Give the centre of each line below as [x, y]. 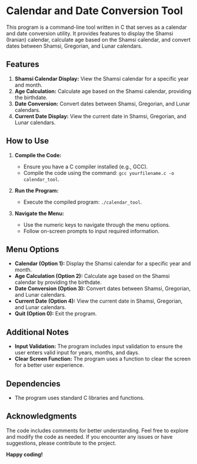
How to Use [28, 141]
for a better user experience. [49, 365]
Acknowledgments [42, 416]
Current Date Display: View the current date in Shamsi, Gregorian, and [100, 116]
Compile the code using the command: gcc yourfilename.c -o [99, 173]
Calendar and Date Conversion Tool [95, 11]
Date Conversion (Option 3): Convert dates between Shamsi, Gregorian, [103, 289]
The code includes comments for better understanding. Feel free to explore [97, 430]
